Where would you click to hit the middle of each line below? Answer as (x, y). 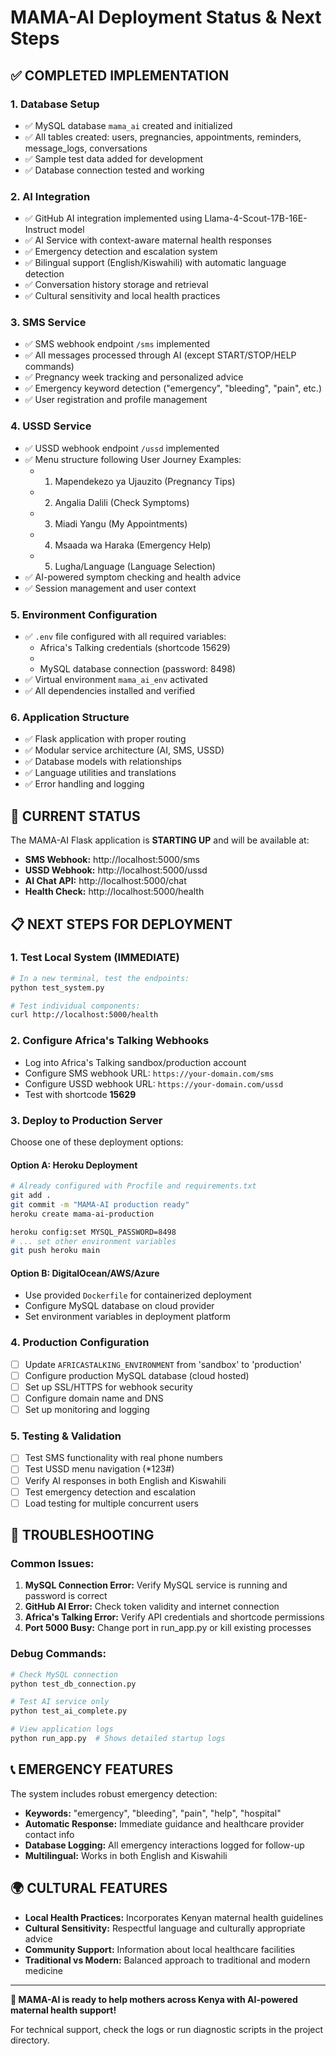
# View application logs (62, 1729)
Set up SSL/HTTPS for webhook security (108, 1387)
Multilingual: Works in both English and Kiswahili (126, 1855)
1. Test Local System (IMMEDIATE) (95, 958)
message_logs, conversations (86, 148)
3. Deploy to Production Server (86, 1120)
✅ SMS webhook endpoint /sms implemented (117, 344)
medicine (44, 1970)
